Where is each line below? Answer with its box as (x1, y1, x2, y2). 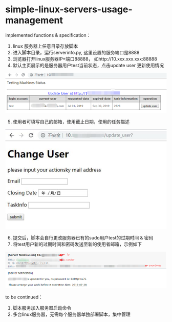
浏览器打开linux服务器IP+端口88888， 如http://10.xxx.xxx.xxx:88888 (12, 55, 157, 62)
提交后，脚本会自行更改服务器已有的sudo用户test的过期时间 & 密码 (12, 235, 154, 241)
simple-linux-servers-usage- (5, 4, 133, 15)
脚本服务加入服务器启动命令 (12, 305, 72, 311)
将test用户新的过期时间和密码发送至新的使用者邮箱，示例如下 (12, 241, 142, 247)
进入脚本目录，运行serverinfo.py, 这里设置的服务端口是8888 (12, 49, 140, 55)
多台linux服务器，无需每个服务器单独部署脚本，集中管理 (12, 311, 131, 317)
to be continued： (5, 294, 44, 300)
